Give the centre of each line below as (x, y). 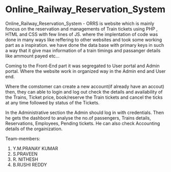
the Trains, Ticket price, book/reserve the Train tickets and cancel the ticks (84, 97)
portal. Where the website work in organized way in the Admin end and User (86, 71)
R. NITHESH (25, 159)
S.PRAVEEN (25, 154)
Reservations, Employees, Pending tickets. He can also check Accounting (83, 123)
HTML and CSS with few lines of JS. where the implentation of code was (82, 34)
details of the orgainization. (34, 129)
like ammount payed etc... (32, 56)
